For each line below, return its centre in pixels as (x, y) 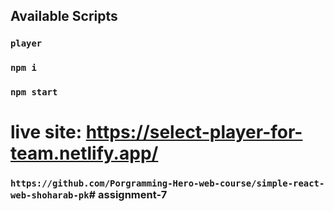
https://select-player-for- (194, 132)
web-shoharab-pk (50, 195)
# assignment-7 (128, 195)
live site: (46, 132)
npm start (34, 92)
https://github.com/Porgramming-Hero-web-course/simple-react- (167, 183)
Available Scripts (64, 16)
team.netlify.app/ (84, 153)
